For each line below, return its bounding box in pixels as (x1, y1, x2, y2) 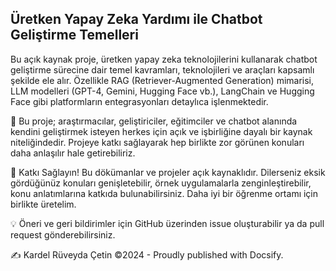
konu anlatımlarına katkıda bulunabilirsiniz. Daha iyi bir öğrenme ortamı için (10, 187, 319, 199)
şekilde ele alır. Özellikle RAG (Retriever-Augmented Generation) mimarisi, (10, 74, 315, 86)
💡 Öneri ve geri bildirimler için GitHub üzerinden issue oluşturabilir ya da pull (10, 217, 325, 229)
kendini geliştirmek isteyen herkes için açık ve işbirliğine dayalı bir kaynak (10, 125, 313, 137)
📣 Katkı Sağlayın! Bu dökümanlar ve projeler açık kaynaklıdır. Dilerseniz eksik (10, 166, 326, 178)
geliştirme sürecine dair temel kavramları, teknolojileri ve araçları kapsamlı (10, 63, 315, 76)
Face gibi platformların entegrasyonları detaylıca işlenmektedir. (10, 95, 269, 107)
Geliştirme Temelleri (10, 27, 139, 44)
